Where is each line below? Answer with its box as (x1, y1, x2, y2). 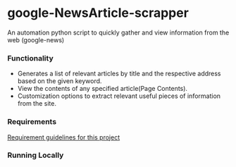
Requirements (7, 117, 57, 127)
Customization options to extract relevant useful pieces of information (17, 92, 221, 100)
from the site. (17, 99, 56, 108)
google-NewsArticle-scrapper (7, 5, 189, 21)
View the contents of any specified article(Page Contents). (17, 85, 188, 93)
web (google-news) (7, 35, 65, 44)
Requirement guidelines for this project (7, 132, 120, 142)
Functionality (7, 53, 54, 63)
